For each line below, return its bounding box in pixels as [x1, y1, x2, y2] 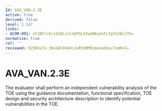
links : [5, 27, 19, 32]
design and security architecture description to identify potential [5, 95, 141, 101]
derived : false [5, 17, 38, 22]
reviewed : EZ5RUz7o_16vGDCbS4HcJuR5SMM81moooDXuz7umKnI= [5, 46, 129, 51]
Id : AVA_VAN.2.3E [5, 7, 42, 13]
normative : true [5, 36, 40, 41]
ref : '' [5, 41, 22, 46]
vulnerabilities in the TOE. [5, 101, 59, 107]
